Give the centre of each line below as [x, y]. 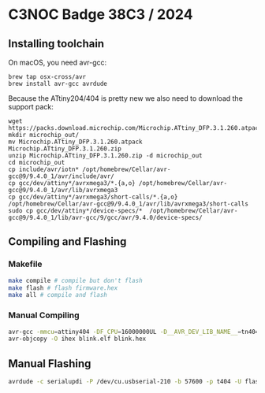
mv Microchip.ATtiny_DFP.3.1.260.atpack [76, 142]
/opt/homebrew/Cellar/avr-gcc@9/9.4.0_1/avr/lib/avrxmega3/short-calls [128, 204]
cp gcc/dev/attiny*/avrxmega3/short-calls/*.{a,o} [93, 197]
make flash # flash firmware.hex [63, 288]
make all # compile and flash [58, 295]
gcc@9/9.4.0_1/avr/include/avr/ [61, 176]
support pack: [31, 107]
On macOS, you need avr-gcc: [58, 62]
